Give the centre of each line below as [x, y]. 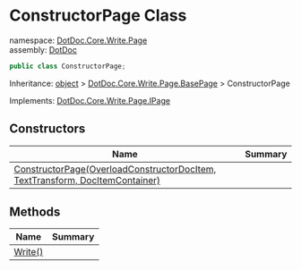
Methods [35, 212]
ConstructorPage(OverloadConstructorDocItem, [115, 169]
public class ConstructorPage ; [68, 66]
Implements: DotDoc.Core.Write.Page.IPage [90, 100]
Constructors [47, 129]
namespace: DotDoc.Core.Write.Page [78, 40]
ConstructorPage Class [98, 16]
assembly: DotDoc [43, 49]
